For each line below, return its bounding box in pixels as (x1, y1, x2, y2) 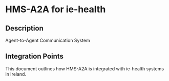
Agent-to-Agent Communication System (5, 37, 91, 43)
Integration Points (5, 52, 64, 61)
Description (5, 24, 44, 33)
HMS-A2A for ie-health (5, 4, 106, 15)
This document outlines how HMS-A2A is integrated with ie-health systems (5, 65, 164, 72)
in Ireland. (5, 71, 27, 77)
